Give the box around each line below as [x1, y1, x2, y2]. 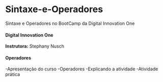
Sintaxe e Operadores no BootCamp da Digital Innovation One [5, 20, 135, 26]
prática [5, 71, 20, 77]
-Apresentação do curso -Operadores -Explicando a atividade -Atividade [5, 66, 158, 72]
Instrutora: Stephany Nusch [5, 43, 65, 49]
